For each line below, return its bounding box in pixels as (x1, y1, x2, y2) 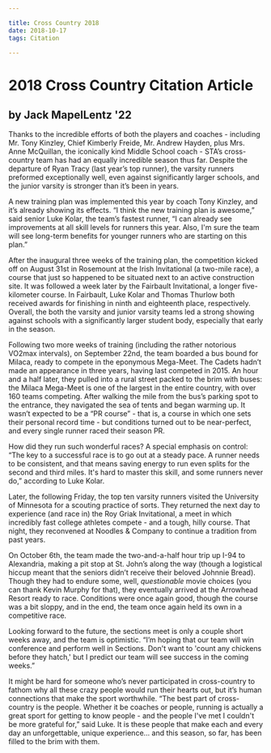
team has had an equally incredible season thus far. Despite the (36, 155, 248, 165)
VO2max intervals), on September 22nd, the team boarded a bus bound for (8, 349, 259, 359)
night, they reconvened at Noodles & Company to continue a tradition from (8, 526, 257, 536)
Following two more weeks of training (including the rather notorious (8, 340, 237, 350)
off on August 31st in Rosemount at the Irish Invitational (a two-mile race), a (8, 264, 260, 274)
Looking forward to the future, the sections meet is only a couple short (8, 627, 244, 636)
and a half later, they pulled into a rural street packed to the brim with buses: (8, 374, 263, 385)
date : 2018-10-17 (8, 26, 67, 35)
